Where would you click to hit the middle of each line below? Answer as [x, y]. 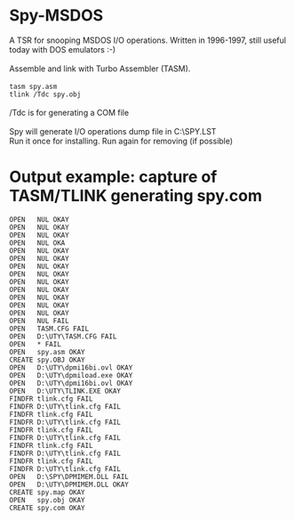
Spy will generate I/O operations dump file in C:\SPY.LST [113, 131]
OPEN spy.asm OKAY [48, 352]
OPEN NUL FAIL [39, 321]
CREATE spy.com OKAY [48, 508]
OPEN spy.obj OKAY [48, 500]
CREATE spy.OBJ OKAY [48, 360]
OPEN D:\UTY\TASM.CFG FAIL [63, 336]
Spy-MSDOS [56, 16]
